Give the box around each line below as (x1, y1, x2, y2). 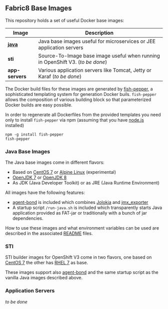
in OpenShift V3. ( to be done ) (38, 58, 107, 65)
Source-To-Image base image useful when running (38, 52, 160, 59)
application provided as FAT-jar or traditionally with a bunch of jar (12, 210, 147, 216)
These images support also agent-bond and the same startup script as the (5, 269, 158, 275)
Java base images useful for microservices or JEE (38, 38, 156, 45)
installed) (5, 122, 24, 128)
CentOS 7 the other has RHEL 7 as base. (5, 260, 88, 266)
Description (84, 29, 114, 36)
